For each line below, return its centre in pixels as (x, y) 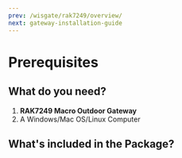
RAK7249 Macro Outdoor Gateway (78, 110)
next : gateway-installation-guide (66, 23)
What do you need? (58, 92)
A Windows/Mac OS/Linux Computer (80, 119)
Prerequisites (54, 62)
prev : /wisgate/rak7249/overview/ (66, 15)
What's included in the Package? (91, 144)
